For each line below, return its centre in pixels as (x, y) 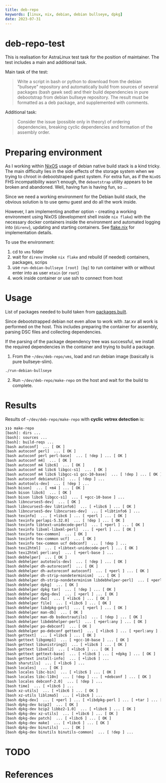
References (29, 775)
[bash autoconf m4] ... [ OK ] (38, 461)
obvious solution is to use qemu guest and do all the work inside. (71, 202)
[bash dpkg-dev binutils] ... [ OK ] (45, 728)
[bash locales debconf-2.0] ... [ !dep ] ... (54, 681)
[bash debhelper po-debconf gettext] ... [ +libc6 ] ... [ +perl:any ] (82, 631)
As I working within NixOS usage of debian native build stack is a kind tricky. (83, 166)
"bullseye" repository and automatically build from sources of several (88, 87)
